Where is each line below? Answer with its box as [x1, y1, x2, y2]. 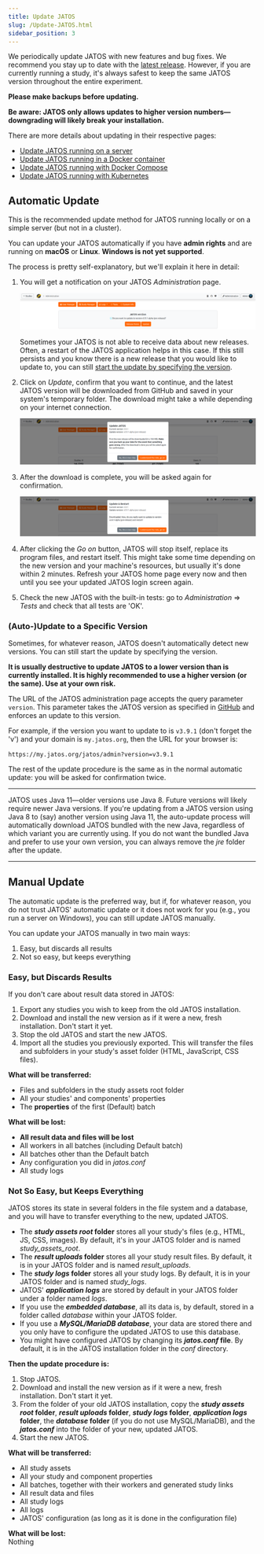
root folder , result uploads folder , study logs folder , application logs [19, 1408, 247, 1417]
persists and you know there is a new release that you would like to [19, 354, 237, 363]
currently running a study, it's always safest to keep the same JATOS [8, 68, 231, 78]
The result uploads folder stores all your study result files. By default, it [19, 1252, 252, 1261]
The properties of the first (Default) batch [19, 1102, 156, 1112]
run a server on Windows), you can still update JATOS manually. [8, 913, 216, 922]
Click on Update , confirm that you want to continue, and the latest [19, 377, 233, 387]
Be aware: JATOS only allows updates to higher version [8, 107, 192, 117]
